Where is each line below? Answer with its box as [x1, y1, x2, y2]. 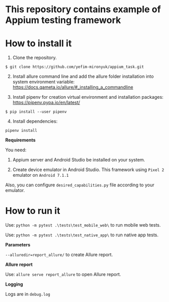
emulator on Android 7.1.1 [12, 172, 69, 178]
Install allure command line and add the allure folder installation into [12, 73, 154, 79]
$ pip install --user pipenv [5, 109, 67, 115]
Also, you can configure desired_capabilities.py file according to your [5, 182, 155, 188]
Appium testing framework [5, 14, 121, 26]
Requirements [5, 137, 36, 143]
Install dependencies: [12, 118, 58, 124]
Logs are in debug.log [5, 291, 51, 297]
